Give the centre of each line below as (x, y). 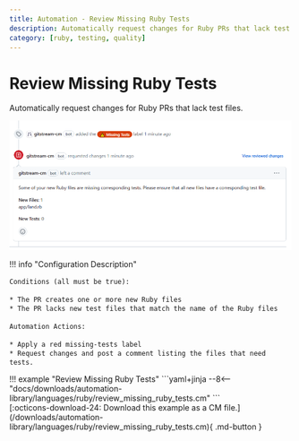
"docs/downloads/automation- (66, 389)
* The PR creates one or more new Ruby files (95, 300)
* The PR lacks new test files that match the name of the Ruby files (144, 309)
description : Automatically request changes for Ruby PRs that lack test (150, 28)
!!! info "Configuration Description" (73, 264)
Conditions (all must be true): (69, 282)
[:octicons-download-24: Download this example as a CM (115, 408)
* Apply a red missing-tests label (76, 345)
